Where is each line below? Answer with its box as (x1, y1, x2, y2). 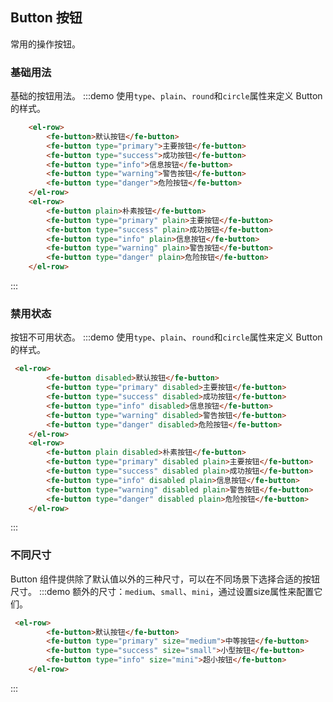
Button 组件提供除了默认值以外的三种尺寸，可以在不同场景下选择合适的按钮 (10, 573, 321, 585)
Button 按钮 (10, 9, 83, 27)
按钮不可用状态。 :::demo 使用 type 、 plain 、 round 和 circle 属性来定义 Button (10, 331, 323, 343)
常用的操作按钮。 (10, 38, 81, 50)
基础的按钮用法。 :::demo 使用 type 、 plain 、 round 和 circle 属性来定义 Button (10, 90, 323, 102)
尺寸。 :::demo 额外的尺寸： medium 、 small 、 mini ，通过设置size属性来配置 (10, 585, 315, 597)
